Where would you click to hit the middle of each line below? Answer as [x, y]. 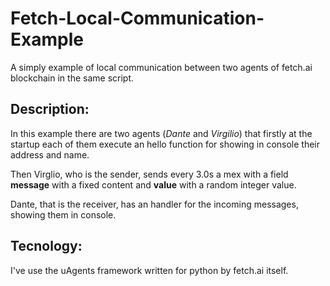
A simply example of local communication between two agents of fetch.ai [161, 67]
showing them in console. [63, 214]
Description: [50, 109]
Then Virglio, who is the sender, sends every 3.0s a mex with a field [149, 174]
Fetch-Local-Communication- [137, 18]
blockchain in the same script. [72, 78]
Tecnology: [46, 246]
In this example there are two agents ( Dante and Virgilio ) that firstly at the [161, 133]
